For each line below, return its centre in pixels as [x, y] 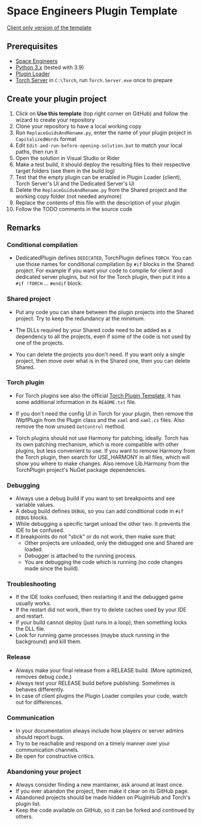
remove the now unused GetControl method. [70, 426]
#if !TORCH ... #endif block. [49, 284]
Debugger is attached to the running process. [80, 556]
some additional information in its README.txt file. [76, 402]
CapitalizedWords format [46, 138]
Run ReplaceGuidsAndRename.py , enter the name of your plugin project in [103, 133]
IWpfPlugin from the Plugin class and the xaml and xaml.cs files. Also [100, 420]
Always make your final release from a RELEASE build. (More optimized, [104, 670]
